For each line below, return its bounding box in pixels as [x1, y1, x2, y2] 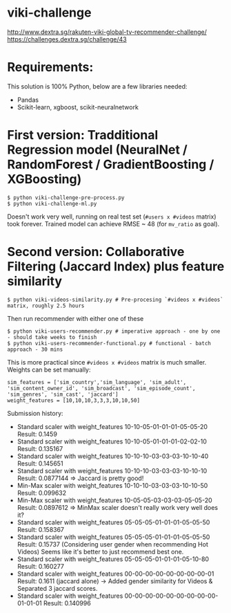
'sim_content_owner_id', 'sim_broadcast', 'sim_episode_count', [7, 385, 196, 392]
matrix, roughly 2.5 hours [7, 302, 85, 309]
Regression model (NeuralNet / [7, 142, 188, 158]
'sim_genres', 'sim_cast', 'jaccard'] [7, 391, 119, 398]
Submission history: [7, 409, 63, 417]
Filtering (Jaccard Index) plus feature [7, 259, 225, 274]
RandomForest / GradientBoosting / [7, 157, 214, 172]
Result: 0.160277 [17, 562, 64, 570]
